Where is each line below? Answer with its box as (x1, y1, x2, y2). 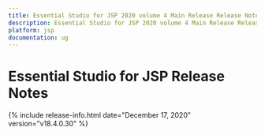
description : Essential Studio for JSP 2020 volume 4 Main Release (8, 19, 235, 27)
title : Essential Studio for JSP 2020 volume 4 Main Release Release (8, 11, 242, 20)
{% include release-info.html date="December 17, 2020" (8, 111, 192, 120)
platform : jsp (8, 26, 55, 34)
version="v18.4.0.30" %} (8, 119, 89, 129)
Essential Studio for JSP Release (8, 68, 225, 85)
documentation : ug (8, 33, 69, 42)
